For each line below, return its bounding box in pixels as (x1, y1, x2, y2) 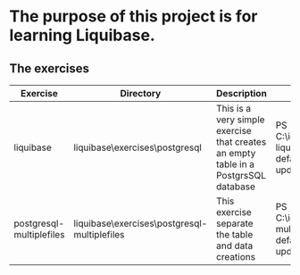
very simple (215, 113, 265, 126)
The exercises (9, 61, 90, 76)
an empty (215, 147, 256, 159)
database (215, 180, 256, 193)
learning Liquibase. (9, 25, 156, 46)
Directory (120, 87, 162, 99)
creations (215, 251, 256, 262)
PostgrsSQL (215, 170, 266, 181)
